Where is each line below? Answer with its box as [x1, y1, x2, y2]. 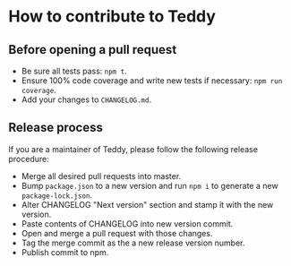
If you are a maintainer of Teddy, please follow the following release [8, 143, 259, 154]
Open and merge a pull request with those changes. [21, 227, 213, 238]
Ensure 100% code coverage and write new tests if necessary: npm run [21, 75, 283, 86]
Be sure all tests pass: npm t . [21, 65, 127, 76]
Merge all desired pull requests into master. [21, 170, 182, 181]
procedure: [8, 153, 50, 164]
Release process [8, 120, 104, 135]
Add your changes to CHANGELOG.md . [21, 94, 152, 105]
